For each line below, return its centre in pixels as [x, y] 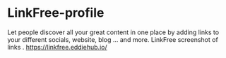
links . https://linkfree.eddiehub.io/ [57, 47]
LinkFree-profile [56, 13]
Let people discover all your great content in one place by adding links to [113, 32]
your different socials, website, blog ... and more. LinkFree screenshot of [113, 39]
